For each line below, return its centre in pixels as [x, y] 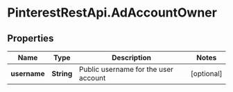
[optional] [206, 74]
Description [131, 58]
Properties [31, 38]
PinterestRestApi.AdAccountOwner [112, 13]
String [62, 74]
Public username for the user [126, 69]
